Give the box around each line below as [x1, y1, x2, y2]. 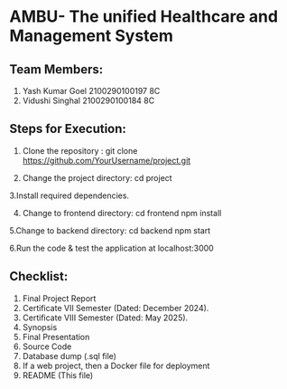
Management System [9, 25, 174, 46]
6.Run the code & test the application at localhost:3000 [9, 242, 214, 253]
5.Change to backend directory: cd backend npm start [9, 224, 211, 236]
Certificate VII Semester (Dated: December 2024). [22, 302, 209, 313]
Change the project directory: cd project [22, 172, 173, 183]
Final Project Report [22, 292, 97, 304]
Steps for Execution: [9, 121, 126, 137]
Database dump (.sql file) [22, 350, 117, 361]
